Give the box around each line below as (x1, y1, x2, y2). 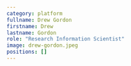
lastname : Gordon (6, 29, 57, 36)
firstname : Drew (6, 23, 53, 30)
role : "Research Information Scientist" (6, 36, 125, 43)
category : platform (6, 10, 63, 17)
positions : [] (6, 49, 48, 56)
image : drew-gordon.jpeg (6, 42, 78, 49)
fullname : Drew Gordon (6, 16, 72, 23)
